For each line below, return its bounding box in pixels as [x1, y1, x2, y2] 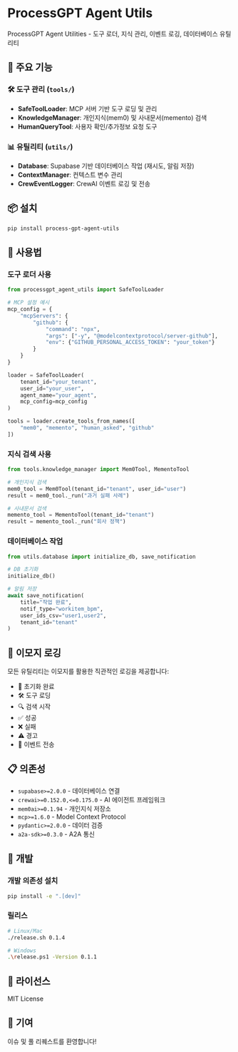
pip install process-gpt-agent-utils [7, 225, 120, 232]
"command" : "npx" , [45, 325, 100, 333]
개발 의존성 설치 [7, 876, 58, 886]
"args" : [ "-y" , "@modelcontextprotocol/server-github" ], [45, 332, 219, 340]
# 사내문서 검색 [7, 505, 47, 512]
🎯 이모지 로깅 [7, 647, 62, 659]
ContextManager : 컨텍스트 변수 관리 [17, 170, 123, 179]
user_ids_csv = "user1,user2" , [20, 612, 107, 619]
